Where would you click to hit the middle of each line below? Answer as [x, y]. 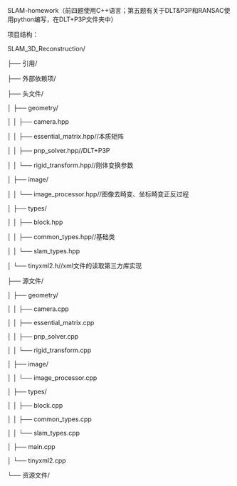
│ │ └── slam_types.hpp [44, 251]
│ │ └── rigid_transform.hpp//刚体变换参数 [70, 165]
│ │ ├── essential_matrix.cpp [51, 323]
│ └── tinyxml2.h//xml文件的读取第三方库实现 [75, 266]
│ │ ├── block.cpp [35, 405]
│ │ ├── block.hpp [35, 222]
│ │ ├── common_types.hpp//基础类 [61, 237]
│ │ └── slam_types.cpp [44, 433]
